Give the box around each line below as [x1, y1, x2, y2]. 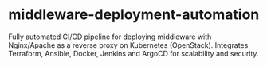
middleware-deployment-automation [8, 6, 260, 24]
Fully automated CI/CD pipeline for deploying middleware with [8, 32, 212, 41]
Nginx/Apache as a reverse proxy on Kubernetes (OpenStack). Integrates [8, 40, 249, 49]
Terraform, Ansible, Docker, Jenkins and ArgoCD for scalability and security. [8, 49, 259, 58]
